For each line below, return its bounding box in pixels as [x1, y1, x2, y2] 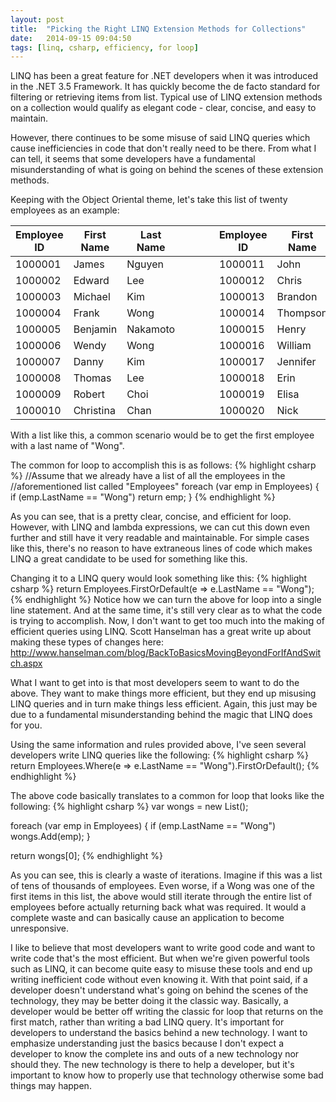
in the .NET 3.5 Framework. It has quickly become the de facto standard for [10, 81, 321, 93]
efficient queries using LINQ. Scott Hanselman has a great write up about [10, 626, 312, 638]
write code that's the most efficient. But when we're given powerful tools [10, 952, 310, 965]
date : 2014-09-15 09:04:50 [10, 33, 132, 43]
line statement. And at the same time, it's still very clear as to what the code [10, 604, 323, 616]
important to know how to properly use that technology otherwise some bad [10, 1069, 324, 1081]
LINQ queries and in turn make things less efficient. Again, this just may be [10, 698, 318, 710]
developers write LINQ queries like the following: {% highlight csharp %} [10, 749, 309, 761]
